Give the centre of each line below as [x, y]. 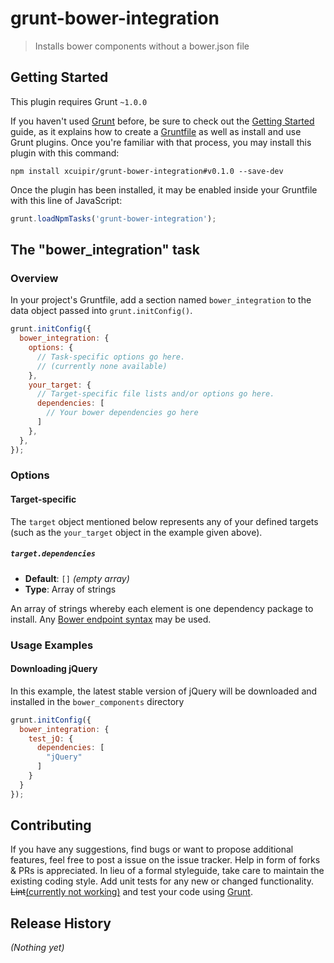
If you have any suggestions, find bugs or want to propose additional [152, 849]
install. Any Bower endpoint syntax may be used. [111, 619]
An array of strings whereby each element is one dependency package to [162, 608]
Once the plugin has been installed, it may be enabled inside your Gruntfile [164, 189]
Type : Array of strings [70, 589]
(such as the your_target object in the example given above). [136, 532]
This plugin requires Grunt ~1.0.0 [79, 101]
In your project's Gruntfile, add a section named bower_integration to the [161, 300]
